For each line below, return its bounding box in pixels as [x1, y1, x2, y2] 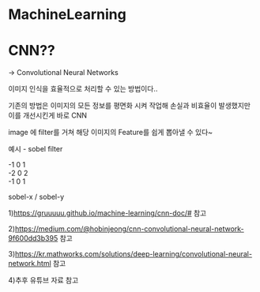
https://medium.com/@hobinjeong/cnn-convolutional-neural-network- [14, 224, 245, 234]
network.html [8, 259, 51, 268]
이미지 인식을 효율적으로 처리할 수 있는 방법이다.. [8, 84, 158, 94]
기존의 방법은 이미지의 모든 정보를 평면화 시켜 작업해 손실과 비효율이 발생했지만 [8, 101, 251, 110]
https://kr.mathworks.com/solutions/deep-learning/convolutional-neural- [14, 249, 253, 259]
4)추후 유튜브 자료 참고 [8, 275, 79, 285]
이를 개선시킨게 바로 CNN [8, 110, 88, 120]
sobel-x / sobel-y [8, 192, 65, 202]
